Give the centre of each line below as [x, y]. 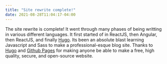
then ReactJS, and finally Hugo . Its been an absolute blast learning [75, 40]
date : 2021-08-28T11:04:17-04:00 [40, 15]
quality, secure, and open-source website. [49, 55]
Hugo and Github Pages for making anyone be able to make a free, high [80, 50]
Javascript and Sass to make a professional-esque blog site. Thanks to [79, 45]
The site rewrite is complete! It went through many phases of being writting [83, 29]
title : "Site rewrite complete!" [40, 10]
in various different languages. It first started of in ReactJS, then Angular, [81, 34]
